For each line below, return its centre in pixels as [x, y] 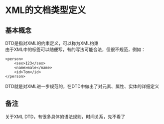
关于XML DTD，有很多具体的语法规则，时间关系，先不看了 [65, 116]
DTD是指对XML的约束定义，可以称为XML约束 [52, 43]
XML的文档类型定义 [46, 10]
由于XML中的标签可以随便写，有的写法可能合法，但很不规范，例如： [76, 49]
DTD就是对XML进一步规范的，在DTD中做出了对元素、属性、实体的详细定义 [82, 86]
